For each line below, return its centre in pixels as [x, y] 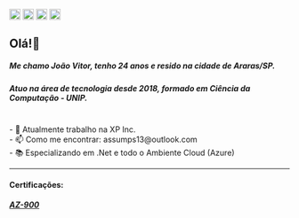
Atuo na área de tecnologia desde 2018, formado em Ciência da [130, 88]
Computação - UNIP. [48, 97]
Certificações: [36, 184]
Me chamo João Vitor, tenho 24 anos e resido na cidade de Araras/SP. [142, 66]
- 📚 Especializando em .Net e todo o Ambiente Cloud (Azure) [122, 152]
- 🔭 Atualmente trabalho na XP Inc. [73, 129]
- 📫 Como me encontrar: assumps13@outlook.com [103, 139]
